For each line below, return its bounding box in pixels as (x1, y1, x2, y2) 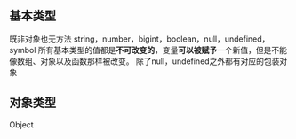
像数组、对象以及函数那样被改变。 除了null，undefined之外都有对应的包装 (9, 56, 280, 66)
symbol (9, 44, 36, 55)
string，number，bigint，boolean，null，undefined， (73, 34, 270, 44)
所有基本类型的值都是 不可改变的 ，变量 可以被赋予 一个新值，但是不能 (37, 44, 287, 55)
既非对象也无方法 (9, 34, 72, 44)
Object (9, 119, 34, 130)
